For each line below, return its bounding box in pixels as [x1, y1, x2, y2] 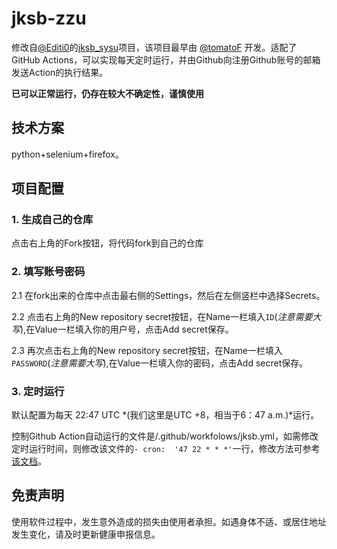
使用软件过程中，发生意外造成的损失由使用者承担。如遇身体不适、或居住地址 [11, 515, 327, 527]
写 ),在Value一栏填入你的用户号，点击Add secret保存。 [11, 323, 234, 335]
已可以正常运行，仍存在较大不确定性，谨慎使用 [11, 87, 204, 99]
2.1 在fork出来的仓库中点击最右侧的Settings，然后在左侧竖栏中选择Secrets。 [11, 289, 326, 301]
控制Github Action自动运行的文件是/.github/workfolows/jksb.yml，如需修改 [11, 430, 319, 442]
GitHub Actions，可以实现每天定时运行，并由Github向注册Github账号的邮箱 [11, 53, 321, 66]
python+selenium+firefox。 [11, 148, 124, 160]
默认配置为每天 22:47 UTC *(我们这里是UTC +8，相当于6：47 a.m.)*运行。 [11, 409, 320, 421]
